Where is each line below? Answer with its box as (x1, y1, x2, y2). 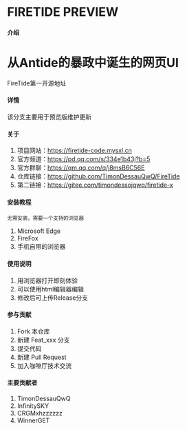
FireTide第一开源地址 (7, 79, 67, 87)
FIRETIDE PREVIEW (7, 4, 119, 20)
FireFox (16, 234, 39, 243)
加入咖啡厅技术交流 (16, 361, 72, 369)
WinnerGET (16, 416, 50, 424)
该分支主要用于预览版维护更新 (7, 112, 91, 121)
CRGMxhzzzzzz (16, 409, 63, 417)
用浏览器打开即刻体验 (16, 276, 78, 285)
